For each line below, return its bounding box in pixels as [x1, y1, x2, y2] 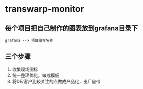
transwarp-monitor [5, 3, 84, 15]
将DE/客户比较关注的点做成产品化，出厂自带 [12, 78, 101, 84]
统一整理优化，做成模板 [12, 72, 59, 78]
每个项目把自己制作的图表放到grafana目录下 [5, 24, 138, 32]
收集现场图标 [12, 66, 38, 72]
